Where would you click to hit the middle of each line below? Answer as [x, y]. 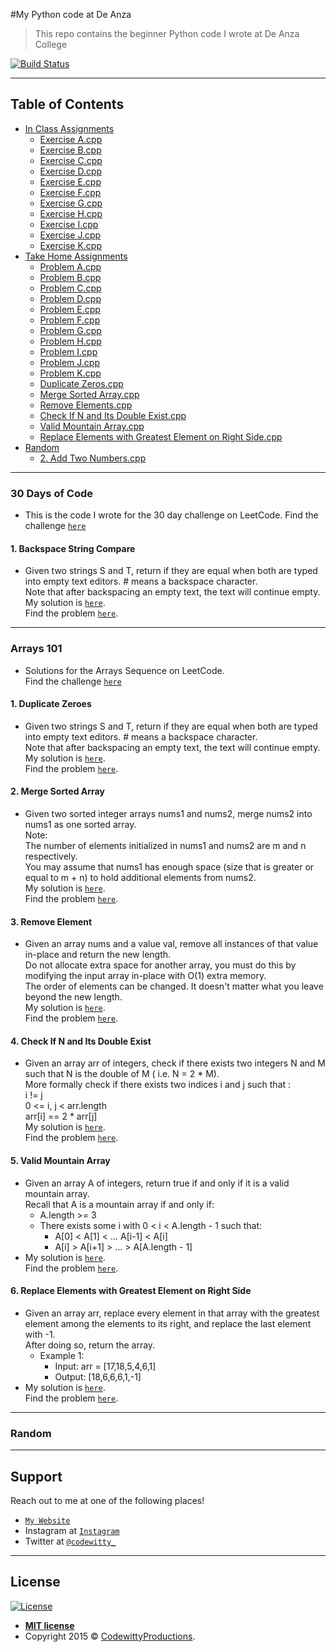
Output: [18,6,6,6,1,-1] [98, 1376]
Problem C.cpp [70, 288]
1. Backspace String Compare [73, 548]
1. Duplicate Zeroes [51, 704]
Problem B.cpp [70, 277]
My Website [47, 1520]
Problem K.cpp [70, 373]
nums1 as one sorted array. [80, 825]
